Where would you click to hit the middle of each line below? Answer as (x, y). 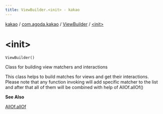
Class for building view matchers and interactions (57, 67)
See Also (15, 97)
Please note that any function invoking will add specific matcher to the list (82, 82)
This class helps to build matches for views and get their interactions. (77, 76)
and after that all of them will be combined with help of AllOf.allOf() (74, 87)
